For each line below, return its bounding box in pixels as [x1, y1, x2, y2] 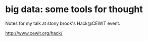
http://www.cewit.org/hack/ [5, 30, 63, 36]
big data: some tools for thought [5, 4, 143, 15]
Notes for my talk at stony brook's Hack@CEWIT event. [5, 20, 120, 26]
